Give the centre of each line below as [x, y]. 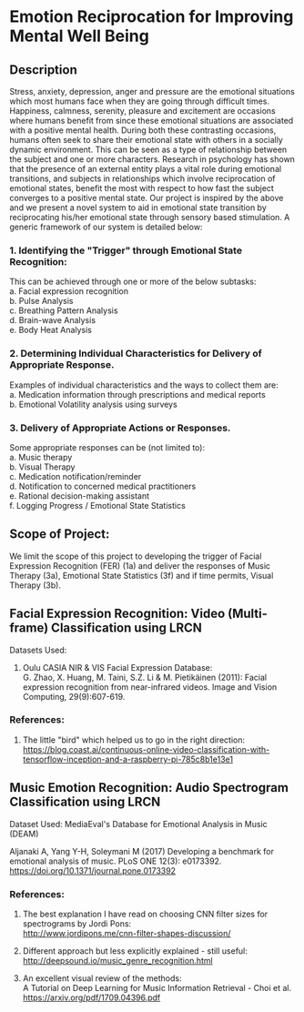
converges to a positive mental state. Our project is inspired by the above [147, 198]
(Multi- [248, 614]
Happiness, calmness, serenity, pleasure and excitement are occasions [142, 111]
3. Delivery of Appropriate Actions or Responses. [120, 428]
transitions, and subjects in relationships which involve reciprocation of [142, 178]
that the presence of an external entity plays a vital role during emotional [146, 169]
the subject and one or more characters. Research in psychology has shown [152, 159]
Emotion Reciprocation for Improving [152, 17]
